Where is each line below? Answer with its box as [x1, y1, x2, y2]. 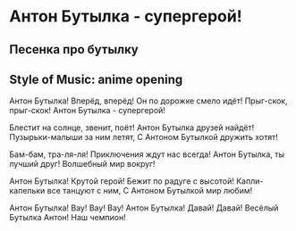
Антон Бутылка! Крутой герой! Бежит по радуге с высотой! [9, 176, 235, 186]
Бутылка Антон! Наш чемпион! [9, 212, 127, 223]
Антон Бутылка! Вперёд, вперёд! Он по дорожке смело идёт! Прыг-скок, [9, 95, 288, 106]
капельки [9, 186, 46, 196]
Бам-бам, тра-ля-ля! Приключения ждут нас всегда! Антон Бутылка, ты [9, 149, 284, 160]
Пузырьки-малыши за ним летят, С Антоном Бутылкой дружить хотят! [9, 132, 279, 143]
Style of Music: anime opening [9, 71, 183, 87]
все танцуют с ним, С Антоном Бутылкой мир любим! [47, 186, 253, 196]
